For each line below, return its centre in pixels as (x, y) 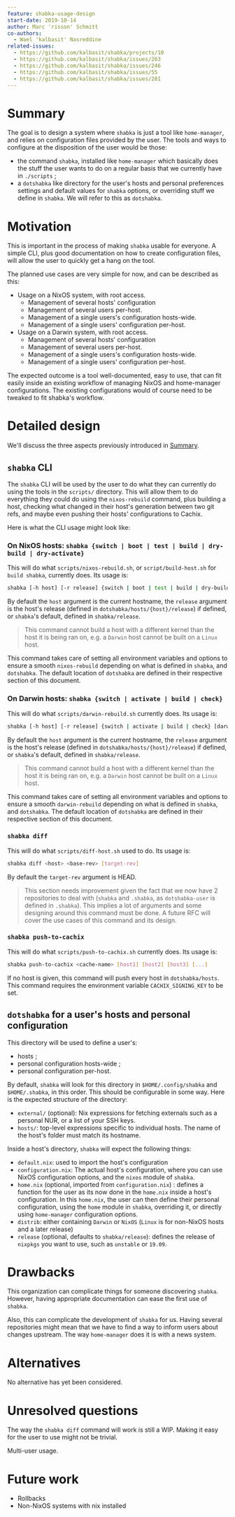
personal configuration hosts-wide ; (69, 1063)
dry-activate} (60, 553)
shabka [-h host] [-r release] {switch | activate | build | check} (109, 727)
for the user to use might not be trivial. (62, 1437)
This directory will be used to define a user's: (72, 1042)
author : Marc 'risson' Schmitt (53, 27)
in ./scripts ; (37, 176)
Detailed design (54, 426)
